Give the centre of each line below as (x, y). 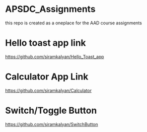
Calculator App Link (47, 77)
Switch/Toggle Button (51, 111)
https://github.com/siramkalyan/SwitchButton (52, 124)
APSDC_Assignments (50, 9)
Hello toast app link (45, 43)
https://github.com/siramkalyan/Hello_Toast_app (55, 57)
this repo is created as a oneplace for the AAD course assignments (74, 23)
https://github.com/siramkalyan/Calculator (48, 90)
